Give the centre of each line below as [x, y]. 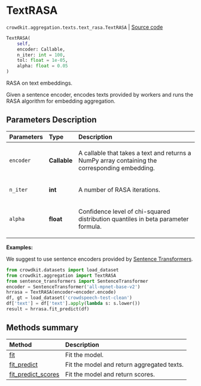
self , [24, 44]
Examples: [19, 247]
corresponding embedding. [117, 167]
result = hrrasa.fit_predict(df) [48, 309]
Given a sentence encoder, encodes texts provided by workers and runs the [100, 95]
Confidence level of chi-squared [124, 211]
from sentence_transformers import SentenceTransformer [77, 281]
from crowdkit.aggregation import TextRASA [61, 276]
